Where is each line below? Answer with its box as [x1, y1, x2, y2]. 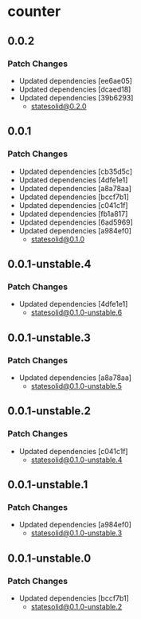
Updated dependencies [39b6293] [18, 92, 134, 102]
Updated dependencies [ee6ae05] [18, 76, 133, 85]
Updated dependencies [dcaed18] [18, 84, 131, 94]
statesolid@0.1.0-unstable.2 [30, 602, 123, 611]
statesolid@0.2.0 [30, 101, 87, 111]
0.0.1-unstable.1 [7, 478, 88, 492]
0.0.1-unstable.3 [7, 331, 91, 344]
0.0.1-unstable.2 [7, 405, 92, 418]
